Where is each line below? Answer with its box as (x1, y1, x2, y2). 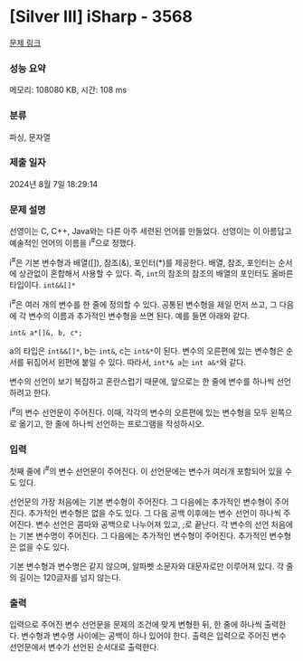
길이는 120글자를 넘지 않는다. (18, 571, 122, 582)
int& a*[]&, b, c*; (9, 328, 83, 338)
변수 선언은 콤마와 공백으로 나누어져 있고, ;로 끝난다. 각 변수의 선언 (35, 518, 270, 530)
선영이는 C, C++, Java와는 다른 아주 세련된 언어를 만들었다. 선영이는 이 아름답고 (9, 226, 292, 237)
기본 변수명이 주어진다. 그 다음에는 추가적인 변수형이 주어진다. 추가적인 (18, 530, 268, 541)
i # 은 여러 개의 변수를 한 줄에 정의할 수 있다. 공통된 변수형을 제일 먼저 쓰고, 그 (9, 297, 278, 310)
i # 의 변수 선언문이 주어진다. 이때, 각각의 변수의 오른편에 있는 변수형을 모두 (9, 405, 269, 418)
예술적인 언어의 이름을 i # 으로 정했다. (9, 236, 137, 248)
